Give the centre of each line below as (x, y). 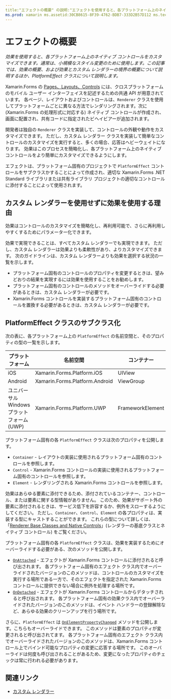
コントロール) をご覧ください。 (56, 532)
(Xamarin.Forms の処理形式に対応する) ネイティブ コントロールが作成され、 (85, 112)
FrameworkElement (141, 408)
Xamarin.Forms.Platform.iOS (69, 373)
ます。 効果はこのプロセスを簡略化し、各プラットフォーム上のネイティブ (85, 149)
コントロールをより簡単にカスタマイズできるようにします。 (67, 155)
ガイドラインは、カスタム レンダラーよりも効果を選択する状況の (91, 256)
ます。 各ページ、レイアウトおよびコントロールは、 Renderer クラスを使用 (87, 100)
